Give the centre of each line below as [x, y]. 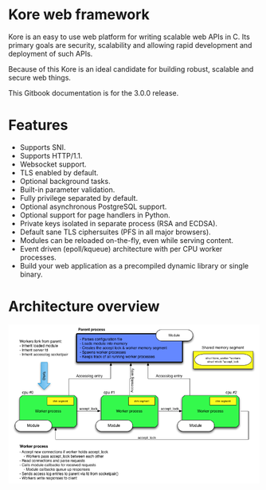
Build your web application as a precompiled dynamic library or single [134, 265]
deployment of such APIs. [51, 53]
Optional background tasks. [65, 181]
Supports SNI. [43, 147]
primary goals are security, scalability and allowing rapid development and [130, 45]
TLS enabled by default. [59, 172]
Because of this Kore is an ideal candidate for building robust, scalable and [131, 69]
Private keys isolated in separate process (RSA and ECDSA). [118, 223]
